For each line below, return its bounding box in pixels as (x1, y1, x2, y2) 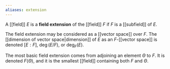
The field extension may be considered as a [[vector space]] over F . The (5, 31, 157, 37)
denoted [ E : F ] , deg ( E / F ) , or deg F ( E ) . (5, 41, 84, 49)
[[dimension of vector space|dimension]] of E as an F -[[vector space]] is (5, 36, 158, 42)
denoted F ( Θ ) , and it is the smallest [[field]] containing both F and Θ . (5, 58, 149, 64)
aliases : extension (5, 7, 47, 13)
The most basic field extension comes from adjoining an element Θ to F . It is (5, 52, 165, 58)
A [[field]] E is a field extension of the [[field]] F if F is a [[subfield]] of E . (5, 21, 157, 27)
